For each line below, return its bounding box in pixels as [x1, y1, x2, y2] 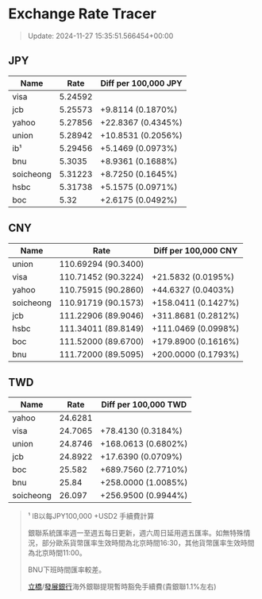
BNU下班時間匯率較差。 [27, 565, 106, 574]
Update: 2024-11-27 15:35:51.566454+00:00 [27, 31, 174, 41]
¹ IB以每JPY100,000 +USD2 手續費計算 [27, 512, 155, 521]
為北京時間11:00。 [27, 548, 87, 558]
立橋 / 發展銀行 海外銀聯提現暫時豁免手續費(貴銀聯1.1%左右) [27, 582, 217, 592]
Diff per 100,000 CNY [153, 245, 238, 256]
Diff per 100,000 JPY [100, 77, 183, 88]
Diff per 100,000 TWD [101, 399, 187, 410]
